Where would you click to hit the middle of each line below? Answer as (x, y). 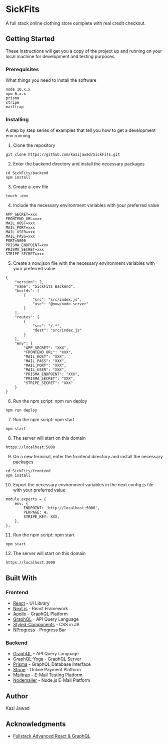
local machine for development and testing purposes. (61, 56)
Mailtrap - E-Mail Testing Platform (48, 675)
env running (18, 136)
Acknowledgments (36, 724)
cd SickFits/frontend (28, 471)
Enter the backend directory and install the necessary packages (79, 164)
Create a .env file (30, 187)
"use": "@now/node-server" (60, 304)
